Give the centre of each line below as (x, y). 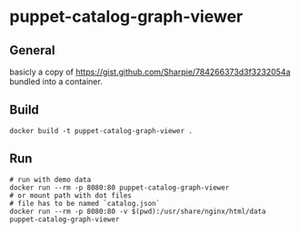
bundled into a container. (56, 82)
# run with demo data (50, 180)
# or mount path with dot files (70, 195)
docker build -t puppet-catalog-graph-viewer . (101, 131)
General (33, 50)
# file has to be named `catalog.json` (85, 203)
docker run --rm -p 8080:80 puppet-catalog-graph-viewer (120, 188)
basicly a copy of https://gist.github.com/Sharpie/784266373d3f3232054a (150, 72)
